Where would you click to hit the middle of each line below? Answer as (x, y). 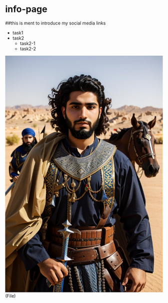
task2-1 (27, 43)
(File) (10, 295)
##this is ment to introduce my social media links (55, 23)
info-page (26, 9)
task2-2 (28, 48)
